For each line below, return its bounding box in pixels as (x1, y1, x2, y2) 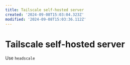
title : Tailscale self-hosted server (5, 7, 84, 13)
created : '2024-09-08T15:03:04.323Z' (5, 12, 84, 17)
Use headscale (5, 55, 35, 61)
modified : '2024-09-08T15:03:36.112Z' (5, 17, 86, 22)
